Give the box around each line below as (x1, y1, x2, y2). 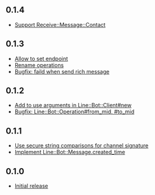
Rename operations (14, 61, 64, 69)
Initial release (14, 182, 48, 190)
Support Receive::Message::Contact (14, 21, 106, 28)
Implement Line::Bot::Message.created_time (14, 149, 126, 156)
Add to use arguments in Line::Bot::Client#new (14, 102, 132, 109)
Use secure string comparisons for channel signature (14, 142, 149, 149)
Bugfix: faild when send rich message (14, 68, 110, 75)
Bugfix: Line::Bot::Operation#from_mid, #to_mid (14, 108, 135, 115)
